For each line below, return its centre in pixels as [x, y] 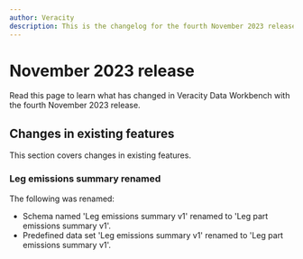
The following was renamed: [62, 199]
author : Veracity [42, 18]
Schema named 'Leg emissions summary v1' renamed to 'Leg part [145, 216]
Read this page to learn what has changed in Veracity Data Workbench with [150, 96]
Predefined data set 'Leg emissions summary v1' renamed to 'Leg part [153, 235]
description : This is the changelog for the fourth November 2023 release [153, 26]
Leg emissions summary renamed [85, 179]
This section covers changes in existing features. [101, 155]
